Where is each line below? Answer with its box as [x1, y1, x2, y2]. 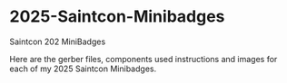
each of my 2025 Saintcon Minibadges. [9, 63, 157, 74]
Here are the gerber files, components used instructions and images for [9, 53, 278, 64]
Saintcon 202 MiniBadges [9, 36, 106, 47]
